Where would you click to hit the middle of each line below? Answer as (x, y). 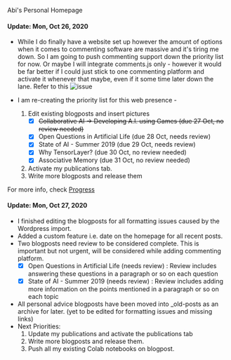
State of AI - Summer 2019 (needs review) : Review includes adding (125, 281)
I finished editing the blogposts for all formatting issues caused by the (118, 221)
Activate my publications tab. (70, 168)
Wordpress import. (45, 228)
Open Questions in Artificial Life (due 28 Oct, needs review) (125, 137)
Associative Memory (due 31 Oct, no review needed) (114, 160)
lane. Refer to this (43, 86)
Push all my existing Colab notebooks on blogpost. (101, 348)
